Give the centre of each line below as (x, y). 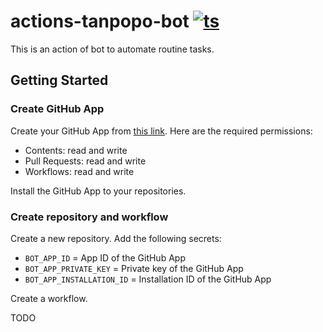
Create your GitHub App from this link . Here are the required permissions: (161, 131)
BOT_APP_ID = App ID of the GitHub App (105, 257)
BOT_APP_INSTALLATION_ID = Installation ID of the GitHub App (148, 279)
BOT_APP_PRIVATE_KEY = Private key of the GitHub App (134, 268)
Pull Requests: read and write (85, 161)
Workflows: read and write (79, 171)
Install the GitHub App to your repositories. (98, 191)
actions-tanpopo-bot (100, 21)
